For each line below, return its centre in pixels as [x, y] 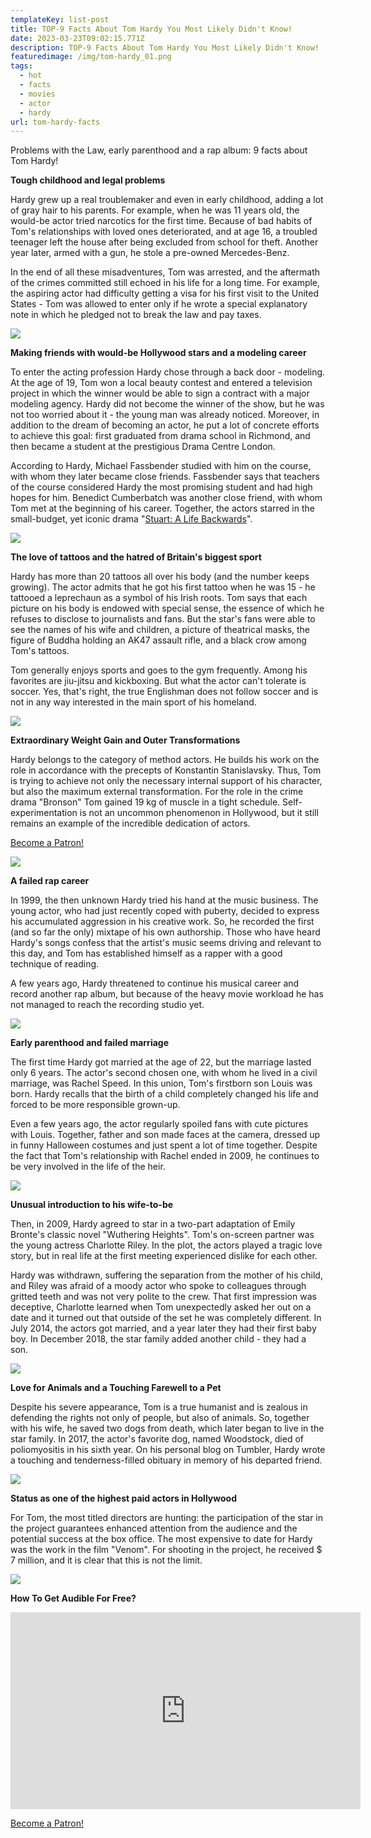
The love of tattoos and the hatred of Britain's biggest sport [136, 557]
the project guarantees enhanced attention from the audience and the [154, 1528]
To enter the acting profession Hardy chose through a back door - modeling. [168, 372]
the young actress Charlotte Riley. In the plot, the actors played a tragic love [166, 1245]
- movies [37, 94]
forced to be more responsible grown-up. [95, 1105]
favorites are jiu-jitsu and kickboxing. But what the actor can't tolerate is [158, 681]
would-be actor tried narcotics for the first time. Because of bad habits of [161, 221]
